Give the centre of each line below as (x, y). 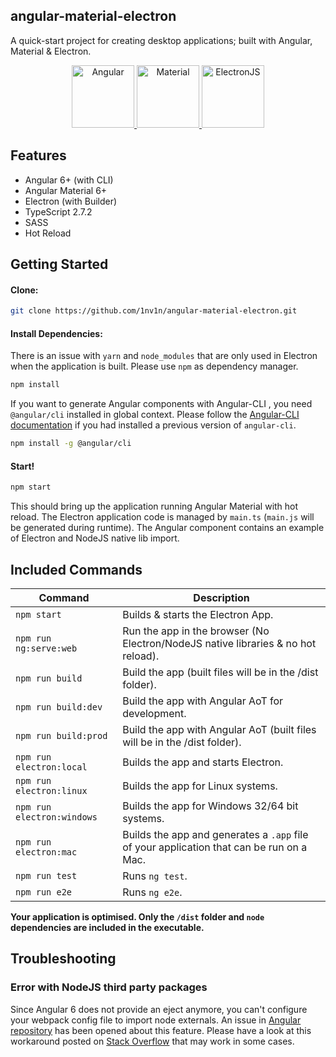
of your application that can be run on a (215, 847)
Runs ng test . (155, 876)
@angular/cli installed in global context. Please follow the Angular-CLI (155, 415)
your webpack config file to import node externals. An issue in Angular (156, 1020)
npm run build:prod (61, 735)
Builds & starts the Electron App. (198, 614)
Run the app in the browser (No (196, 631)
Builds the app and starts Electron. (203, 762)
